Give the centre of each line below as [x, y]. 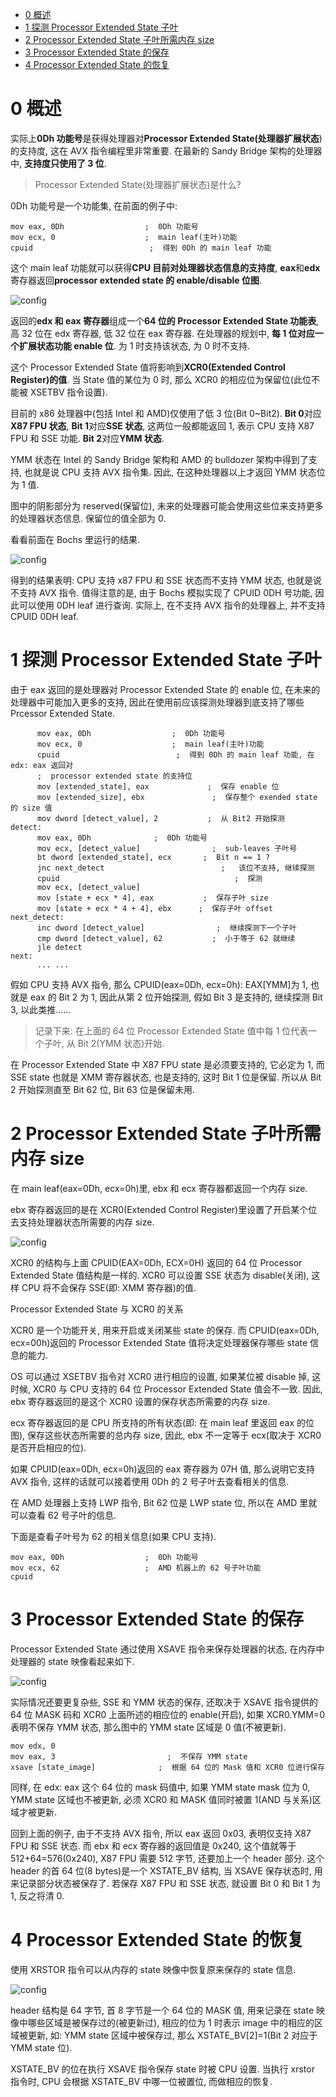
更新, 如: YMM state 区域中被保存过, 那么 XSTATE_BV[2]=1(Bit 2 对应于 [172, 2035]
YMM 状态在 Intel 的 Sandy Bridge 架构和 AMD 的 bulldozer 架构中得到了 [159, 459]
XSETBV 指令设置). [68, 392]
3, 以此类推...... [41, 1009]
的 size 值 [31, 808]
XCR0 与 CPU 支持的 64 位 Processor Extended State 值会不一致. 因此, [177, 1389]
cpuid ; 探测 [149, 878]
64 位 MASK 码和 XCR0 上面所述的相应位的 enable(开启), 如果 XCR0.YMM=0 [167, 1714]
